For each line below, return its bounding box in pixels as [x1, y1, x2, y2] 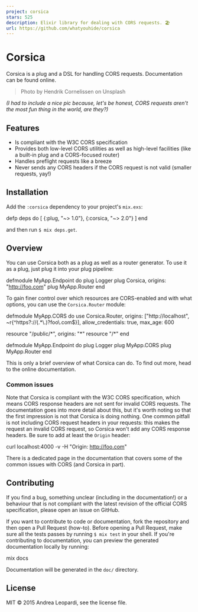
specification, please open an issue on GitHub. [6, 506, 120, 513]
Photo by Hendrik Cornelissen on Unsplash [20, 88, 126, 95]
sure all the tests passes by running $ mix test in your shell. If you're [6, 530, 175, 537]
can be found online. [6, 76, 57, 84]
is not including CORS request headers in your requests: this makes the [6, 419, 180, 426]
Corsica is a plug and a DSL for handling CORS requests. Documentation [6, 71, 183, 78]
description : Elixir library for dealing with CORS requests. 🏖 [6, 20, 170, 25]
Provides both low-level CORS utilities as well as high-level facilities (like [14, 145, 191, 152]
